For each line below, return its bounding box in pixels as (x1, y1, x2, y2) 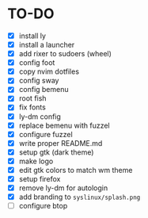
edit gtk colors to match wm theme (18, 165, 133, 174)
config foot (18, 58, 55, 67)
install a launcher (18, 40, 75, 49)
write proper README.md (18, 138, 103, 147)
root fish (18, 94, 47, 103)
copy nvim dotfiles (18, 67, 80, 76)
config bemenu (18, 85, 69, 94)
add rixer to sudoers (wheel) (18, 49, 112, 59)
